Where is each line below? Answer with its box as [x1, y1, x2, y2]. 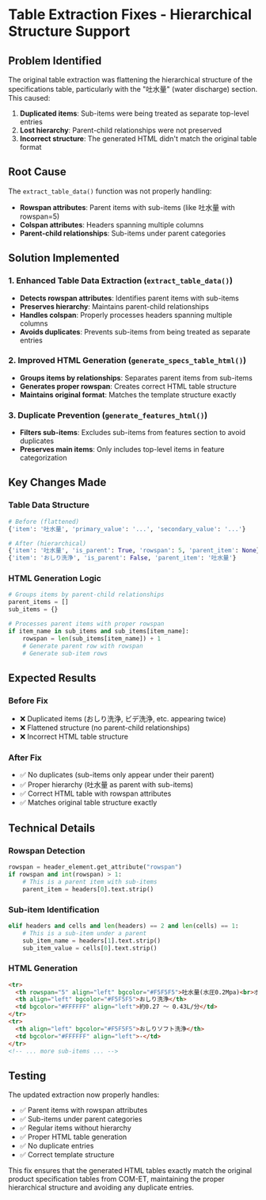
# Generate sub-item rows [22, 649, 108, 657]
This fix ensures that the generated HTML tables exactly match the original [8, 1166, 252, 1175]
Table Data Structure [8, 499, 89, 510]
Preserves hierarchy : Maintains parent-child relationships [19, 301, 210, 311]
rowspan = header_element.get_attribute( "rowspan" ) [8, 863, 182, 871]
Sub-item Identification [8, 904, 100, 915]
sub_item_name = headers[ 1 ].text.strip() [22, 937, 161, 945]
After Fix [8, 752, 42, 763]
